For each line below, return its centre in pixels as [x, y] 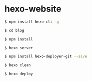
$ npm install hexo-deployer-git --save [46, 56]
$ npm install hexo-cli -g [32, 22]
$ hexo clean [18, 65]
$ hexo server [19, 48]
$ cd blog [15, 30]
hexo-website [33, 9]
